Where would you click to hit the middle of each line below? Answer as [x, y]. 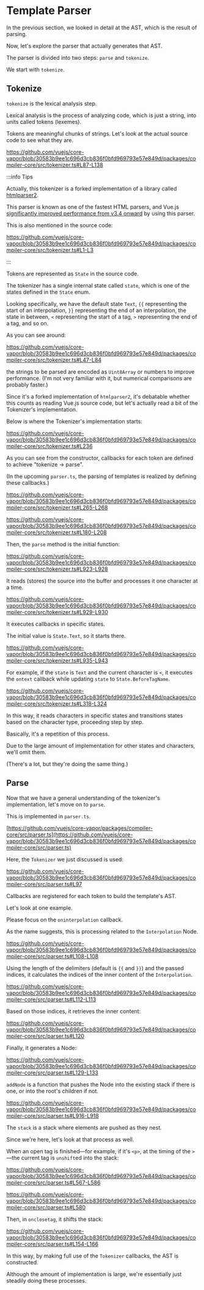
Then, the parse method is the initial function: [63, 544]
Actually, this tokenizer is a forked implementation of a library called [92, 188]
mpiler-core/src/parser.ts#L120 [45, 1036]
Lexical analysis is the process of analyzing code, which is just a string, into [101, 115]
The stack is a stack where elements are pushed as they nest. [84, 1128]
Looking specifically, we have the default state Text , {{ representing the [97, 303]
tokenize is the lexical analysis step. [52, 103]
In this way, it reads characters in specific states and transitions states [95, 716]
